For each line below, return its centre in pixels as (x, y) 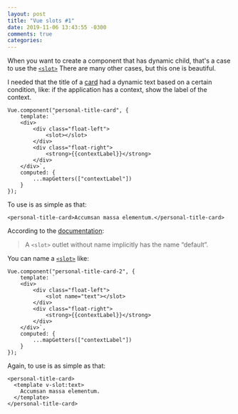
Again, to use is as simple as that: (56, 366)
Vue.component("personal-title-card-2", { (71, 271)
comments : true (30, 34)
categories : (25, 41)
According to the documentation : (56, 231)
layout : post (27, 14)
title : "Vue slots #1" (41, 21)
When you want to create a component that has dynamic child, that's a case (119, 61)
